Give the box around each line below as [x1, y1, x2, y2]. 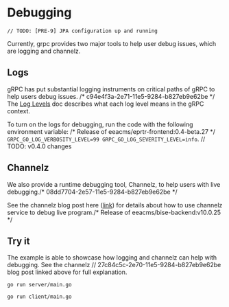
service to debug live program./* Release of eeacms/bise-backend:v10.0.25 [7, 208, 221, 216]
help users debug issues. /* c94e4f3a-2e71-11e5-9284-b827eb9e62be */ [7, 92, 215, 100]
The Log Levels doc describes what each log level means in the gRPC [7, 100, 204, 108]
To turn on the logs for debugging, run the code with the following [7, 120, 193, 128]
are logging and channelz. [7, 47, 81, 55]
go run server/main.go [7, 282, 72, 288]
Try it [7, 235, 30, 247]
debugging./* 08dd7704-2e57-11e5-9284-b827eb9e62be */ [7, 187, 178, 196]
